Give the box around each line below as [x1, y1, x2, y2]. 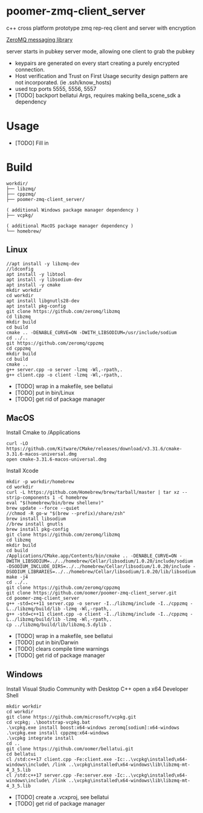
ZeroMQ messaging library [6, 36, 73, 43]
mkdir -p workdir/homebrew [6, 479, 74, 485]
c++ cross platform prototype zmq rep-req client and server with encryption [6, 24, 196, 31]
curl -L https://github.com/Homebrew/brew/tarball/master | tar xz [6, 489, 180, 496]
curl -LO [6, 441, 28, 447]
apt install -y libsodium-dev [6, 277, 83, 283]
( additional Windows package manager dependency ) [6, 207, 139, 213]
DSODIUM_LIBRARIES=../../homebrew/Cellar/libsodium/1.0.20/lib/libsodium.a [6, 569, 201, 575]
